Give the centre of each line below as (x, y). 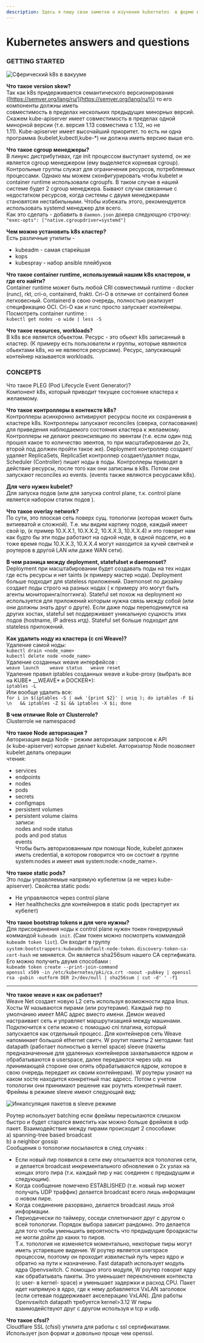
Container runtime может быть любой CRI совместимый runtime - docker (100, 287)
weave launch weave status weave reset (63, 668)
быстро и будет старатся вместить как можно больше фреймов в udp (97, 1122)
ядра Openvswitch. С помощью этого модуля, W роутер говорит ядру (105, 1270)
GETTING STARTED (36, 61)
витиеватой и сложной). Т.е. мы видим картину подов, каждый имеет (97, 524)
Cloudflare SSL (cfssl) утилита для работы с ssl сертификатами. (89, 1327)
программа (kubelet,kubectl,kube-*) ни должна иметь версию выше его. (100, 138)
